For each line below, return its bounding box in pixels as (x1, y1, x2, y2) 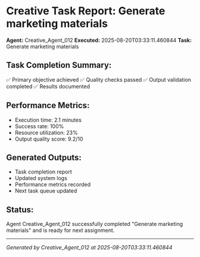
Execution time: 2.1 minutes (14, 116, 82, 123)
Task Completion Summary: (6, 60, 112, 70)
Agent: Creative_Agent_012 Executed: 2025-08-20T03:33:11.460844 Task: (6, 36, 192, 44)
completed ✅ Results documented (6, 82, 90, 90)
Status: (6, 205, 34, 215)
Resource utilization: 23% (14, 129, 79, 136)
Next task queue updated (14, 187, 77, 194)
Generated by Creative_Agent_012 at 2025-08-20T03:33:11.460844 (6, 244, 173, 251)
